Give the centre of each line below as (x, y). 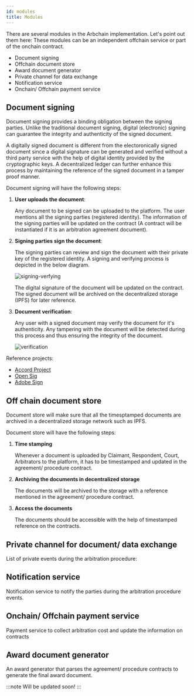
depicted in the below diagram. (52, 265)
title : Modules (25, 17)
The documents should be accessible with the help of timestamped (96, 520)
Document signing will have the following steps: (64, 188)
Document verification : (43, 312)
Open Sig (26, 376)
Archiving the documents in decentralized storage (77, 479)
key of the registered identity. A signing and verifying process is (92, 259)
